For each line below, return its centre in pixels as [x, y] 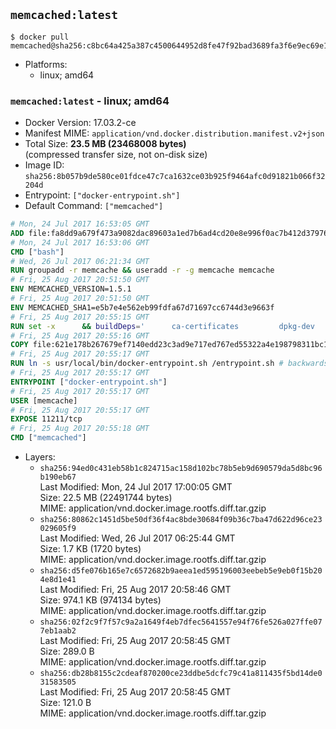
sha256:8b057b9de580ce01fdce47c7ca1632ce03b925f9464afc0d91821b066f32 [175, 177]
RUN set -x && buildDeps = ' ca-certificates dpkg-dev [162, 326]
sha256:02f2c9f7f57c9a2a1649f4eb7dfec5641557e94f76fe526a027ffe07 [181, 622]
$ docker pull [40, 37]
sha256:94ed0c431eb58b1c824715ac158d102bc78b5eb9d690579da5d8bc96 [181, 469]
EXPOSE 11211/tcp [46, 419]
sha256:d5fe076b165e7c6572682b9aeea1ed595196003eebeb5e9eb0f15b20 [181, 571]
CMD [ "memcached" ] [48, 438]
